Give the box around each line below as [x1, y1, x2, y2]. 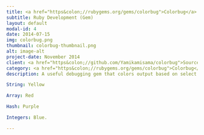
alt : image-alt [6, 48, 45, 54]
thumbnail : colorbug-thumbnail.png [6, 43, 97, 49]
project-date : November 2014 [6, 54, 80, 60]
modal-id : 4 [6, 25, 36, 32]
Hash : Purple [6, 104, 39, 110]
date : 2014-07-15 [6, 31, 50, 38]
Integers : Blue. [6, 114, 47, 120]
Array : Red [6, 93, 34, 99]
